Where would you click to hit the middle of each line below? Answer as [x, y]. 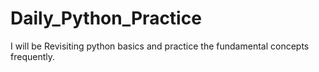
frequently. [32, 56]
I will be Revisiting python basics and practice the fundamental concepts [160, 46]
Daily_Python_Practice [106, 18]
